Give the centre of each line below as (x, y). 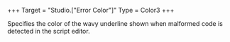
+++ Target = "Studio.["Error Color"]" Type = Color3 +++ (91, 10)
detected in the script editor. (49, 31)
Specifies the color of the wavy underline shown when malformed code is (115, 23)
